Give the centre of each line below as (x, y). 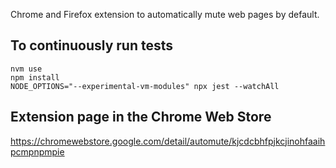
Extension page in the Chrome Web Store (141, 117)
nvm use (26, 69)
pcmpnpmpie (37, 151)
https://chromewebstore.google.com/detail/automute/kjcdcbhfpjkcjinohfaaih (168, 141)
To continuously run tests (92, 45)
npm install (35, 77)
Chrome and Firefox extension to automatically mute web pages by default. (165, 14)
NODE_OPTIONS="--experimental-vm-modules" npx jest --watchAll (145, 86)
